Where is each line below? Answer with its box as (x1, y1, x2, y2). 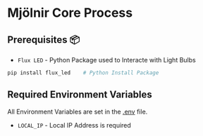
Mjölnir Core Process (7, 5, 133, 21)
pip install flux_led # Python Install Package (7, 69, 159, 76)
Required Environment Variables (7, 89, 153, 101)
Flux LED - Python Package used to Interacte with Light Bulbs (17, 56, 196, 64)
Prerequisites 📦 (7, 34, 80, 46)
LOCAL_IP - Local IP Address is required (17, 121, 132, 129)
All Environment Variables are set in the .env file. (7, 107, 148, 116)
